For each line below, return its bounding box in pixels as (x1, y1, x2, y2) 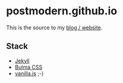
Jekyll (14, 57, 30, 64)
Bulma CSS (14, 63, 43, 70)
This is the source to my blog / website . (6, 24, 103, 31)
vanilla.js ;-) (14, 70, 44, 77)
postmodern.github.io (6, 4, 118, 18)
